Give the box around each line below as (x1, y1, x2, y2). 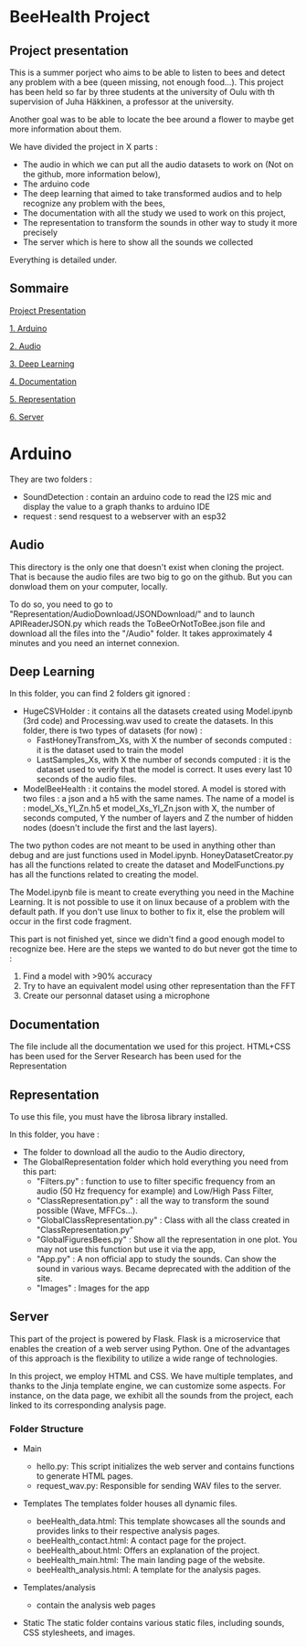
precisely (22, 227, 58, 238)
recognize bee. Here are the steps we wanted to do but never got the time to (9, 943, 298, 954)
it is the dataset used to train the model (36, 745, 185, 756)
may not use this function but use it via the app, (36, 1244, 216, 1254)
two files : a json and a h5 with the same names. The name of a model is (22, 793, 295, 804)
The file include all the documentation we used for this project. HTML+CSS (9, 1041, 291, 1052)
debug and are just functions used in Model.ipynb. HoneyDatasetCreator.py (9, 850, 294, 861)
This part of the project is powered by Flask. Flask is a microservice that (9, 1333, 281, 1344)
